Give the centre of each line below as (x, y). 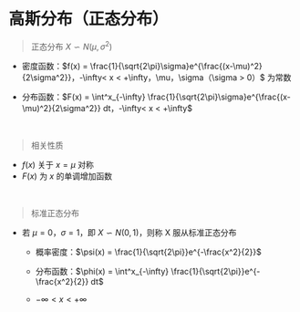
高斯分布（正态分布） (89, 19)
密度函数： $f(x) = (55, 66)
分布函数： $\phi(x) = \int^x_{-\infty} (102, 271)
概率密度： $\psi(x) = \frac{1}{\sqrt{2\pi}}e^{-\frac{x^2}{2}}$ (148, 252)
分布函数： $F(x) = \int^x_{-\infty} (83, 97)
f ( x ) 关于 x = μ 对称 (58, 164)
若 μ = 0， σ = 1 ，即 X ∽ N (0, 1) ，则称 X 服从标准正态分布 (129, 232)
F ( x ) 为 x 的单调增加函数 (67, 176)
